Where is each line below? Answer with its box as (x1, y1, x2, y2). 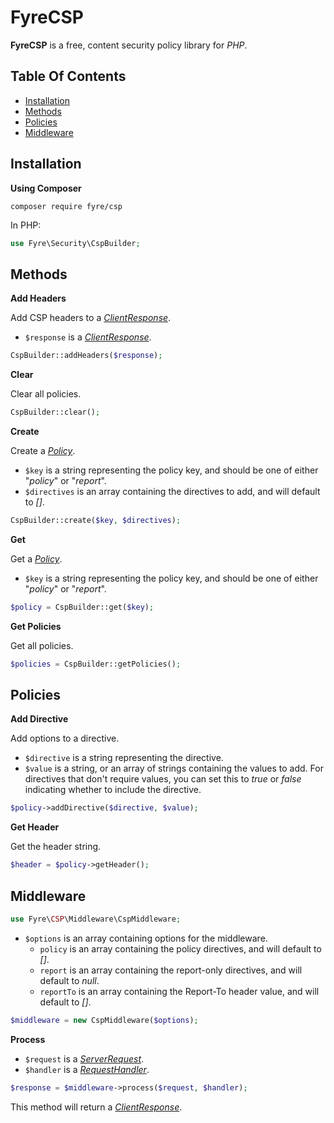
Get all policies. (10, 639, 74, 651)
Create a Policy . (10, 445, 76, 456)
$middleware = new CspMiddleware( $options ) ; (10, 1015, 199, 1025)
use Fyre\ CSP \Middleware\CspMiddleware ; (10, 914, 182, 924)
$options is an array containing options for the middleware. (24, 932, 268, 944)
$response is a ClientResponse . (24, 331, 152, 343)
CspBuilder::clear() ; (10, 407, 101, 418)
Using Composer (10, 182, 82, 194)
